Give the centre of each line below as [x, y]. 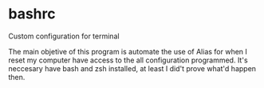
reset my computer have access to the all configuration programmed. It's [128, 60]
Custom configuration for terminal [64, 36]
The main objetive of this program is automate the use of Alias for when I [128, 51]
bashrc [32, 14]
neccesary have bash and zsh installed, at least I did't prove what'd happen [132, 68]
